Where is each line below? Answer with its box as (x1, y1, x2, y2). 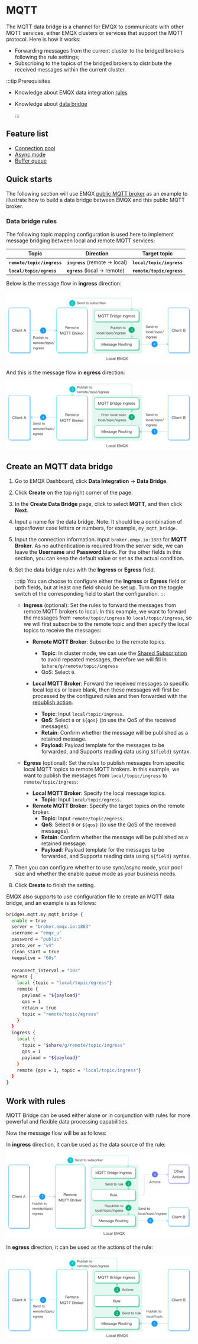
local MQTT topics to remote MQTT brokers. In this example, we (23, 765, 180, 772)
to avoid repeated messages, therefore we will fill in (41, 655, 167, 663)
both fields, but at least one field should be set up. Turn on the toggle (14, 583, 184, 591)
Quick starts (6, 174, 53, 184)
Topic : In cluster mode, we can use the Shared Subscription (41, 650, 187, 657)
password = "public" (11, 936, 62, 943)
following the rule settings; (14, 53, 80, 60)
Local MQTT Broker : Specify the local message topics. (32, 790, 167, 797)
